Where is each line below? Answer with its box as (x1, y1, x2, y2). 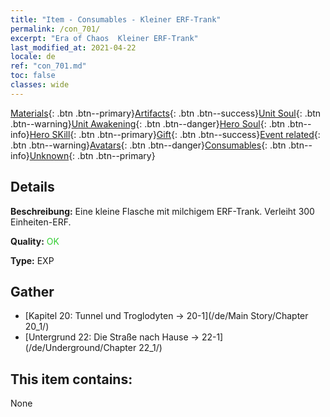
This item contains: (10, 371, 133, 388)
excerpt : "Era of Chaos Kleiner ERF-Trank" (10, 33, 199, 43)
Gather (10, 283, 55, 300)
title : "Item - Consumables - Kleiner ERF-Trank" (10, 14, 222, 25)
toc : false (10, 71, 56, 81)
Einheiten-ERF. (10, 216, 72, 228)
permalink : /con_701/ (10, 24, 101, 34)
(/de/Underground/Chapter (24, 342, 137, 354)
